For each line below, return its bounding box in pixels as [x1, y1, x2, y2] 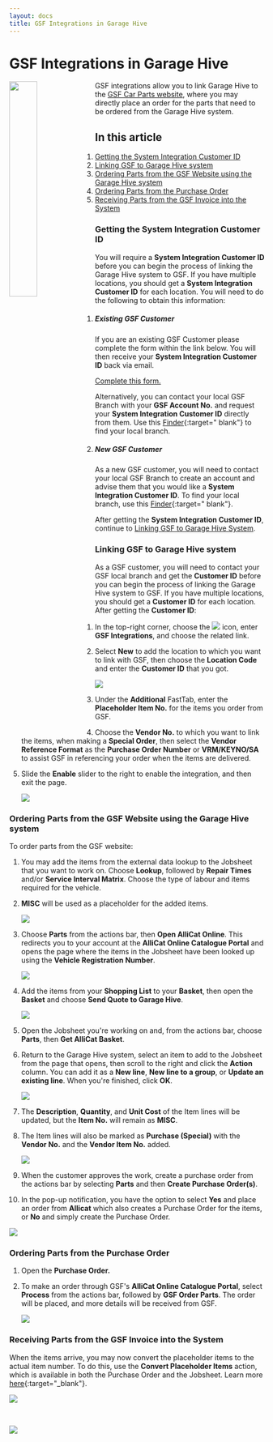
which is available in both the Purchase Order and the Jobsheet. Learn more [9, 1370, 263, 1380]
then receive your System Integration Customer [95, 352, 258, 361]
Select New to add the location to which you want [95, 646, 262, 656]
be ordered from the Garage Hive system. [95, 107, 234, 117]
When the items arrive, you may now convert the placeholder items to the [9, 1352, 254, 1362]
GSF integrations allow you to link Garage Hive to [95, 81, 258, 91]
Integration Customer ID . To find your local [95, 491, 240, 501]
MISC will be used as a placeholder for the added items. [20, 898, 209, 908]
